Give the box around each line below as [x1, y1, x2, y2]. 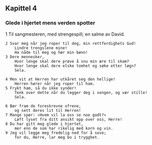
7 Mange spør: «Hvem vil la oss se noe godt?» [5, 112, 106, 117]
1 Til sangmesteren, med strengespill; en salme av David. [5, 31, 125, 37]
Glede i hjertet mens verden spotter [5, 19, 96, 27]
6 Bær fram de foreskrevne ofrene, [5, 103, 81, 109]
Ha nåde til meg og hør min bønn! [14, 50, 88, 55]
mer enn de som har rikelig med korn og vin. [14, 126, 114, 131]
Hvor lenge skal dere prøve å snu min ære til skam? [14, 59, 129, 64]
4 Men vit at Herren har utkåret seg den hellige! [5, 77, 116, 82]
